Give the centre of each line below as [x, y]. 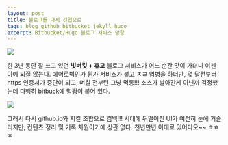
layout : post [26, 13]
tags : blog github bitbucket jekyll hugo [67, 26]
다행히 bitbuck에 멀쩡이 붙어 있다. [65, 91]
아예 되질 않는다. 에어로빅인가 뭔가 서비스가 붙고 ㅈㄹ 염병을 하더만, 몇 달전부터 [112, 74]
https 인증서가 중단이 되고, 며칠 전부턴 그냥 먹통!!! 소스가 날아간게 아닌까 [103, 83]
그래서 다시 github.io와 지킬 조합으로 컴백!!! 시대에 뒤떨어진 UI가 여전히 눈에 [108, 119]
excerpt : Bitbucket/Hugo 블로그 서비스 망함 [66, 32]
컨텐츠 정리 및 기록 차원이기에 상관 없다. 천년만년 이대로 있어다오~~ [117, 127]
